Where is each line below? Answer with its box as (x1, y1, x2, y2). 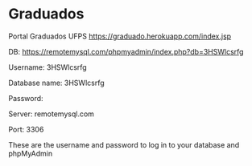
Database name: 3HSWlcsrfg (8, 78, 105, 87)
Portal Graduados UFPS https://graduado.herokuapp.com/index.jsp (8, 31, 232, 41)
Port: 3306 (8, 124, 44, 134)
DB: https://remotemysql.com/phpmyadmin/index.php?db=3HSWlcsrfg (8, 47, 244, 56)
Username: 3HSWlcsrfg (8, 62, 87, 72)
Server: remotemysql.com (8, 109, 95, 119)
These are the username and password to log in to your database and (8, 140, 240, 149)
